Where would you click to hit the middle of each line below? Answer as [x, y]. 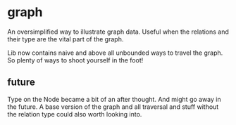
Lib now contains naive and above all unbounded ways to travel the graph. [115, 53]
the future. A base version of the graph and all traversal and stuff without [113, 107]
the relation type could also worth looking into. [75, 114]
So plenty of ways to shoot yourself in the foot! [75, 60]
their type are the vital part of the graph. [66, 39]
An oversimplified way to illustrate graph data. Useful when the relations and [118, 32]
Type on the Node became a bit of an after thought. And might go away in [114, 99]
